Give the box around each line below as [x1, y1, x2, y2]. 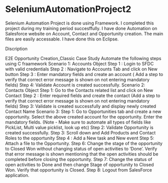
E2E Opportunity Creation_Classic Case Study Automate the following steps [5, 55, 161, 61]
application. [5, 172, 30, 178]
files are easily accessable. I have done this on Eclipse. [5, 36, 119, 42]
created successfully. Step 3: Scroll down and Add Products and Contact [5, 129, 156, 135]
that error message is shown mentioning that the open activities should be [5, 151, 159, 157]
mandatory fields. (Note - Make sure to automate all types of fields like [5, 119, 151, 125]
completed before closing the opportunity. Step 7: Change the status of [5, 156, 152, 162]
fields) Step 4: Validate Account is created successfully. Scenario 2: [5, 81, 145, 88]
